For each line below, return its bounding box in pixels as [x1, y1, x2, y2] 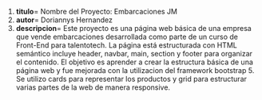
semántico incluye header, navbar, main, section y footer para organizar [15, 49, 253, 58]
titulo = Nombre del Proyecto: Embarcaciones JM [15, 7, 178, 16]
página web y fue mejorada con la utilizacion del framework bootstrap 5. [15, 66, 255, 75]
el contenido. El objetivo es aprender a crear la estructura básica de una [15, 57, 254, 67]
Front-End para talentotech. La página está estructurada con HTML [15, 40, 237, 50]
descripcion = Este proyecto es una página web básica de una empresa [15, 24, 252, 33]
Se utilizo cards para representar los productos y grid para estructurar [15, 75, 248, 83]
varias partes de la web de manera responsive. [15, 83, 170, 92]
